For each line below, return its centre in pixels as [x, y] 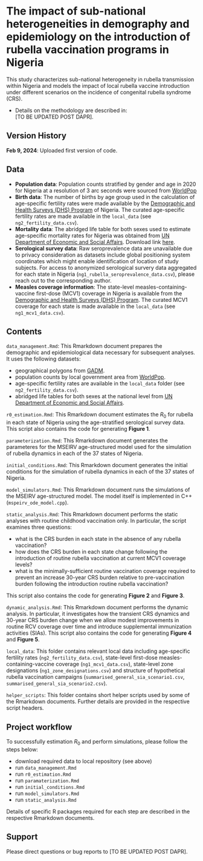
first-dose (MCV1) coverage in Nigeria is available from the [109, 293]
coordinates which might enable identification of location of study [97, 261]
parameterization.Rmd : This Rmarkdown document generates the [87, 440]
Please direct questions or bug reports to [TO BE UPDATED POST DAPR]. [97, 851]
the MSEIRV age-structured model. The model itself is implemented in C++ [99, 496]
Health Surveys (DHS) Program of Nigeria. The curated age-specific [100, 209]
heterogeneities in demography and [98, 24]
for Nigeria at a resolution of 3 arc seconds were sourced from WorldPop [106, 190]
